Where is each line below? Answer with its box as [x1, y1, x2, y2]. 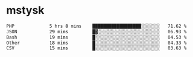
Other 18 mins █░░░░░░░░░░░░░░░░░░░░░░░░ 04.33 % [6, 40, 187, 46]
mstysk [6, 4, 44, 17]
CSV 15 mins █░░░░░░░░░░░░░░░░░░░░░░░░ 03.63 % [6, 45, 187, 51]
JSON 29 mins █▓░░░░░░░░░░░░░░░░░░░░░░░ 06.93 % [6, 28, 187, 34]
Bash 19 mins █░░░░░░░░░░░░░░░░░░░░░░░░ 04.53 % [6, 34, 187, 40]
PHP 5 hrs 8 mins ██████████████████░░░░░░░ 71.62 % [6, 23, 187, 29]
